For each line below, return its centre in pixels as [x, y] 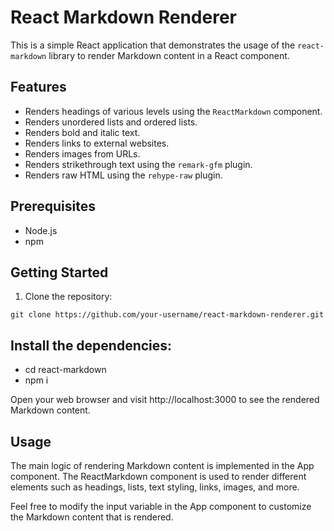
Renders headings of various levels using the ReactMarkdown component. [173, 111]
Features [38, 87]
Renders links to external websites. [97, 143]
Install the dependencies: [91, 345]
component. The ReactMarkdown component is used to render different [158, 476]
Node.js [41, 230]
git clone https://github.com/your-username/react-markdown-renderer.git [167, 315]
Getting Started [59, 272]
